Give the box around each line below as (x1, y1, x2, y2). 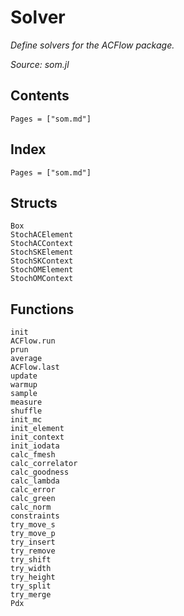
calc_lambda (10, 476, 60, 486)
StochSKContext (10, 256, 74, 266)
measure (10, 397, 43, 408)
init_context (10, 432, 65, 443)
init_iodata (10, 441, 60, 451)
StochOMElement (10, 265, 74, 275)
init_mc (10, 415, 43, 425)
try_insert (10, 537, 56, 548)
